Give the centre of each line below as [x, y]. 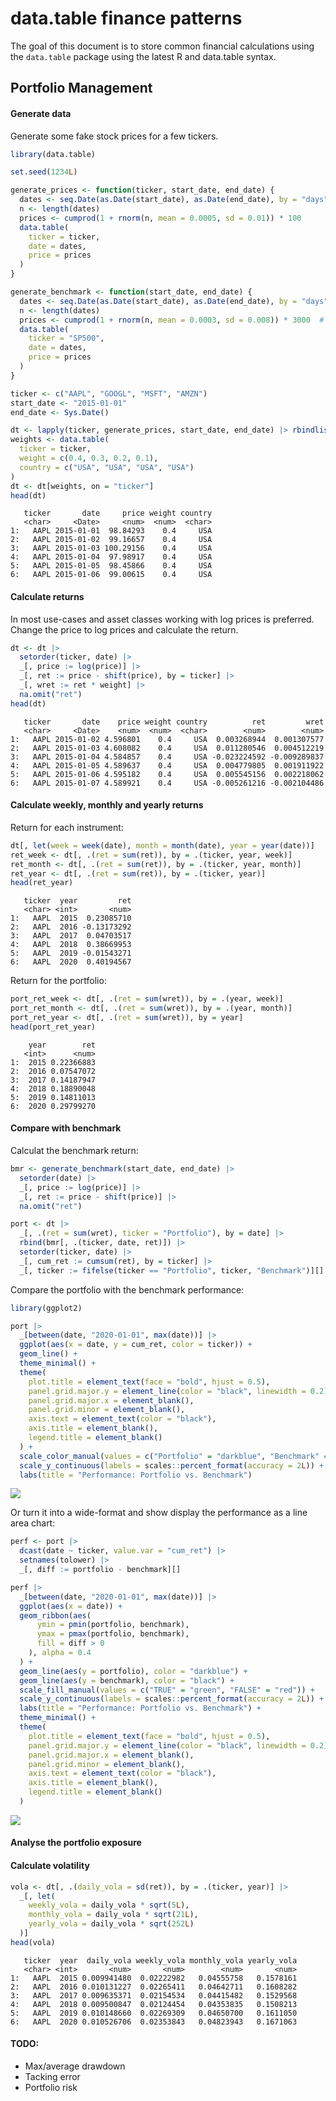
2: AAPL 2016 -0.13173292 [71, 927]
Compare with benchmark [66, 1128]
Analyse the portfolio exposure [76, 1843]
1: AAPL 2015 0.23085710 [71, 918]
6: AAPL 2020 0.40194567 [71, 962]
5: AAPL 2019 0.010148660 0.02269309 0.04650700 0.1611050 [154, 2013]
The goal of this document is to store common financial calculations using [162, 46]
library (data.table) [53, 154]
